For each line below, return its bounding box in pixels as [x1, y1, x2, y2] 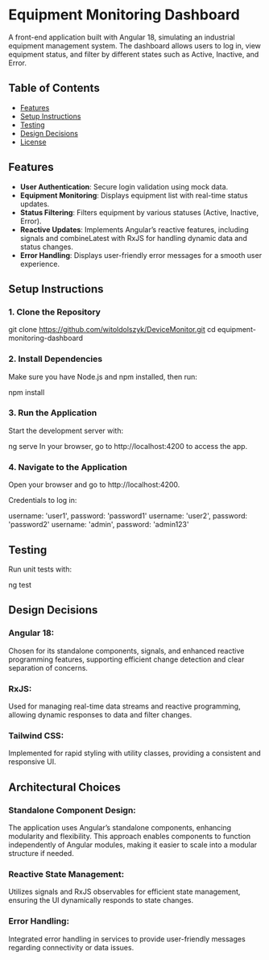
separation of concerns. [8, 663, 89, 672]
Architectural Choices [8, 780, 121, 794]
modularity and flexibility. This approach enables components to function [8, 831, 251, 841]
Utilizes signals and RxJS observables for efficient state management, [8, 887, 241, 896]
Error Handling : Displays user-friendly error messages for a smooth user [19, 250, 263, 260]
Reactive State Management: [8, 868, 125, 879]
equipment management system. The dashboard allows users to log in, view [8, 40, 262, 50]
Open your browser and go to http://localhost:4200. [8, 480, 180, 489]
